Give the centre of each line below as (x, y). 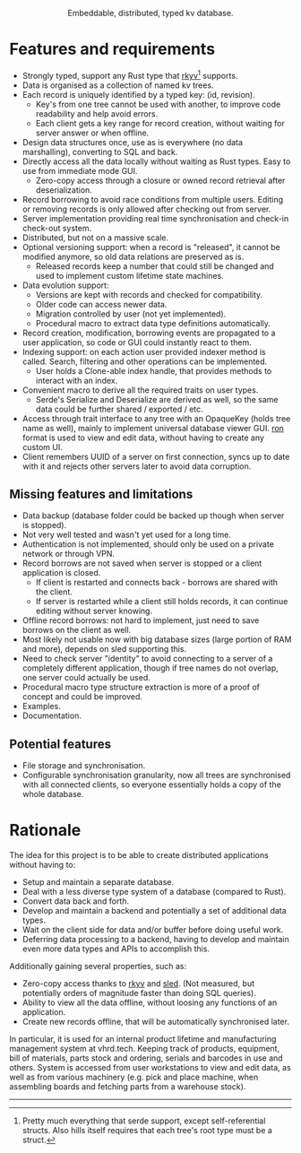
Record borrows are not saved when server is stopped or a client (142, 563)
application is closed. (61, 573)
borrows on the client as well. (77, 630)
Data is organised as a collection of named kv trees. (118, 85)
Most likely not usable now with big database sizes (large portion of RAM (157, 639)
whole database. (53, 794)
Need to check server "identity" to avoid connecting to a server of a (147, 659)
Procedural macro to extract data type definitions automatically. (153, 323)
